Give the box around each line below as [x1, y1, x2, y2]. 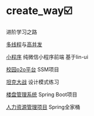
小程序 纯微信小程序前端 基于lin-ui [6, 53, 89, 60]
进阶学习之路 [6, 28, 37, 35]
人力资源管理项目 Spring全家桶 [6, 103, 80, 110]
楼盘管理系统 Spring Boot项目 [6, 91, 78, 98]
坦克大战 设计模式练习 [6, 78, 59, 85]
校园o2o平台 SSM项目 [6, 65, 59, 73]
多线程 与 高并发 [6, 41, 42, 48]
